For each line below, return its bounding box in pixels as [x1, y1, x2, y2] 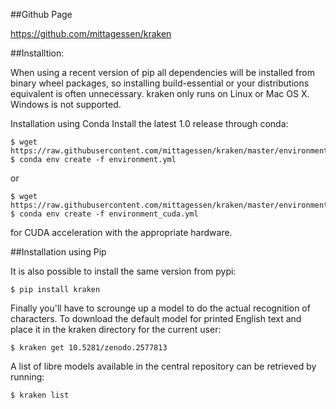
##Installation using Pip [10, 246, 107, 258]
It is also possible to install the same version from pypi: [10, 265, 237, 277]
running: [10, 371, 45, 383]
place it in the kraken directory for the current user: [10, 324, 222, 335]
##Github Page [10, 9, 73, 20]
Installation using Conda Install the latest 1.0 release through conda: [10, 118, 289, 129]
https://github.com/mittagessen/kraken [10, 28, 172, 39]
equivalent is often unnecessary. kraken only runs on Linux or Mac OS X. [10, 88, 310, 99]
